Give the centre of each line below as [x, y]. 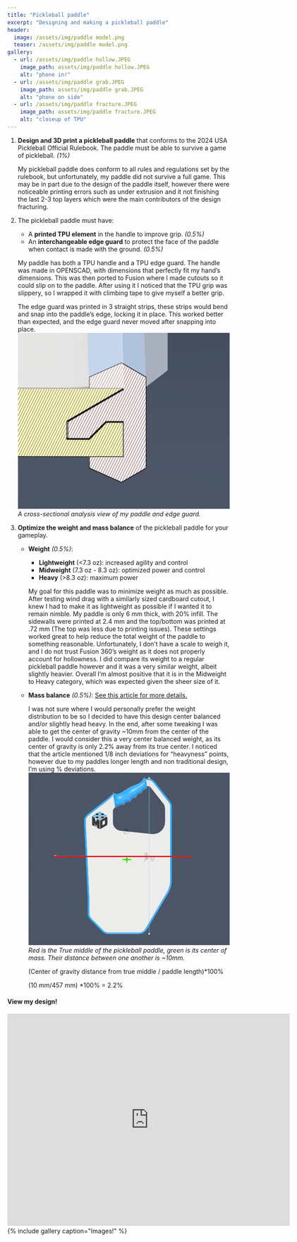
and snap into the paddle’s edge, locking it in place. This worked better [120, 314]
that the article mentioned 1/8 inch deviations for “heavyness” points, [128, 754]
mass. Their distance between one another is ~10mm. [107, 958]
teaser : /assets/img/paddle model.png [71, 45]
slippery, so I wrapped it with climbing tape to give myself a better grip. [121, 293]
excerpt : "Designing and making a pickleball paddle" [88, 22]
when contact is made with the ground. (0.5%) [96, 249]
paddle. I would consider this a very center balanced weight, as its [124, 738]
